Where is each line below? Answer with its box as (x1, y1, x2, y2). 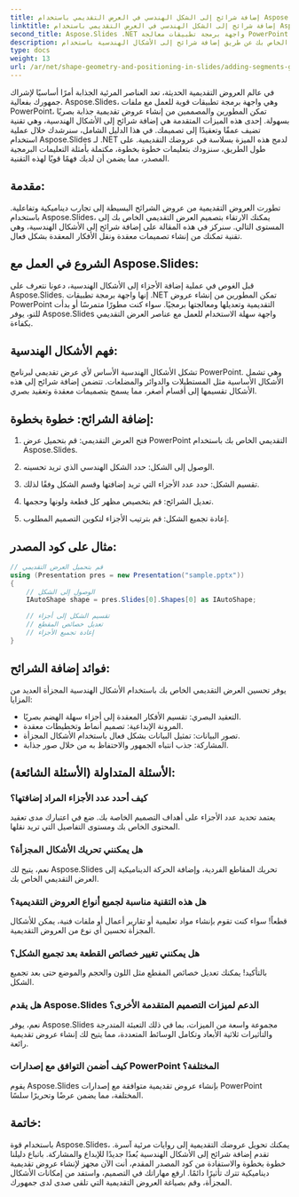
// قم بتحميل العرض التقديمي (10, 562, 104, 571)
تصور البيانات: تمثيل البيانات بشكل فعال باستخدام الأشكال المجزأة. (22, 730, 240, 741)
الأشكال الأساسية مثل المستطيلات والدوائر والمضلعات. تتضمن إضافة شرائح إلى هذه (10, 377, 284, 387)
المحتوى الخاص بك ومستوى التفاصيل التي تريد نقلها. (10, 821, 181, 832)
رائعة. (10, 1038, 29, 1049)
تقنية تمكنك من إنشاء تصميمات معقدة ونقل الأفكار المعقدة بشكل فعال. (10, 230, 243, 241)
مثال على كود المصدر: (10, 539, 118, 554)
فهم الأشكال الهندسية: (10, 343, 118, 358)
